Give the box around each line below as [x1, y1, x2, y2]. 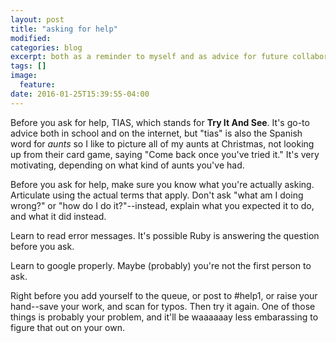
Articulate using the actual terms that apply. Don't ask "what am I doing [10, 189, 304, 201]
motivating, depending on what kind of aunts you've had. [10, 159, 245, 171]
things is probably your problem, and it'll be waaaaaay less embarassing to [10, 311, 319, 323]
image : [10, 71, 38, 81]
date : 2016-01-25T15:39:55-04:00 [10, 89, 150, 99]
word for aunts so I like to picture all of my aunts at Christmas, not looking [10, 137, 315, 150]
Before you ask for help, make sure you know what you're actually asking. [10, 178, 315, 190]
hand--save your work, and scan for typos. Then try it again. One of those [10, 300, 316, 312]
